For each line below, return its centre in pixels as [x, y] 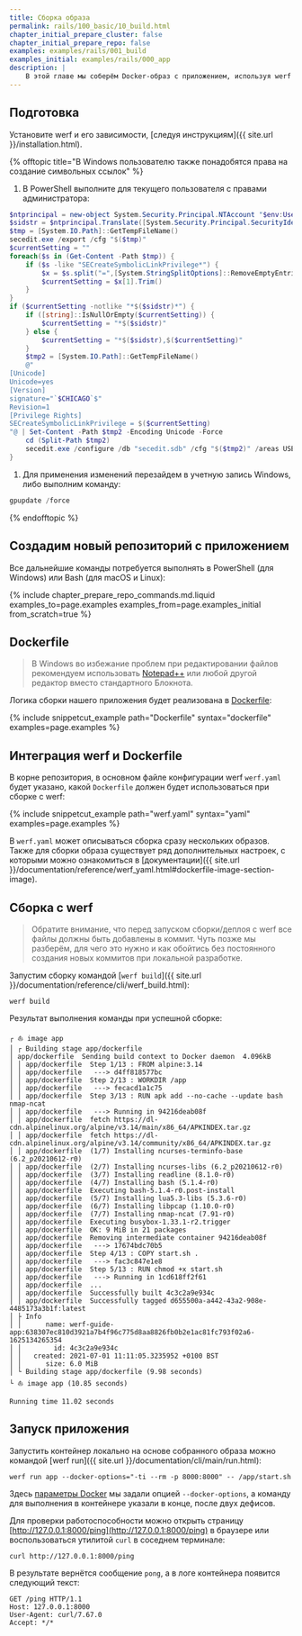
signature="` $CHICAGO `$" [56, 398]
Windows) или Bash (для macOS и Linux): [88, 577]
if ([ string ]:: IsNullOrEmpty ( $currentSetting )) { [120, 315]
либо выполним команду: [71, 484]
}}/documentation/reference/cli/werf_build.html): [100, 985]
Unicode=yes [31, 382]
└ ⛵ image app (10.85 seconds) [69, 1383]
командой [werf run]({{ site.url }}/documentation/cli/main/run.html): [136, 1460]
